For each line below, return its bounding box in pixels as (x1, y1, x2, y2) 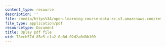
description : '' (5, 12, 39, 17)
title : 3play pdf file (5, 30, 52, 35)
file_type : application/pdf (5, 21, 63, 26)
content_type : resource (5, 7, 54, 12)
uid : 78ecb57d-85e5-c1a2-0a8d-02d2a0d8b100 (5, 35, 96, 40)
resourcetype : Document (5, 25, 54, 30)
